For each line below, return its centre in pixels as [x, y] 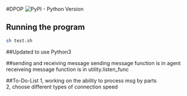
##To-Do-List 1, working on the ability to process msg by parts [81, 80]
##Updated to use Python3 [39, 52]
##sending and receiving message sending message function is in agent [93, 63]
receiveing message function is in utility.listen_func [67, 69]
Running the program [46, 27]
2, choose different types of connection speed [62, 87]
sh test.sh [19, 41]
